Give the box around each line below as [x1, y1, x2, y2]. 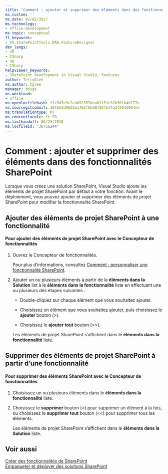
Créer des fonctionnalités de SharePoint [5, 458, 87, 464]
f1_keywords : [5, 36, 32, 41]
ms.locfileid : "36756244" [5, 124, 59, 129]
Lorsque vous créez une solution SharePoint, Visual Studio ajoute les [5, 183, 147, 189]
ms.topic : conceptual [5, 31, 50, 36]
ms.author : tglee [5, 82, 41, 87]
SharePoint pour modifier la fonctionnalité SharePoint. [5, 199, 116, 205]
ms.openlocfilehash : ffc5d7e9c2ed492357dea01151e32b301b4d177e [5, 101, 140, 106]
